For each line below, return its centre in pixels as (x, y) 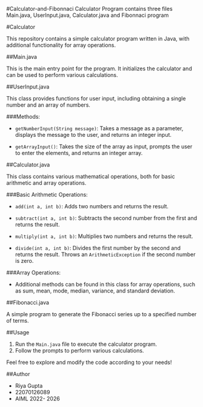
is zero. (24, 261)
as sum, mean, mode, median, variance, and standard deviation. (95, 291)
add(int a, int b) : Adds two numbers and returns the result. (92, 206)
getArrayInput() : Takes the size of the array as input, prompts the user (104, 147)
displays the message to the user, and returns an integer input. (93, 135)
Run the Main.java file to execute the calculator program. (86, 344)
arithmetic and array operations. (46, 183)
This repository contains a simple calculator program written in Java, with (98, 38)
